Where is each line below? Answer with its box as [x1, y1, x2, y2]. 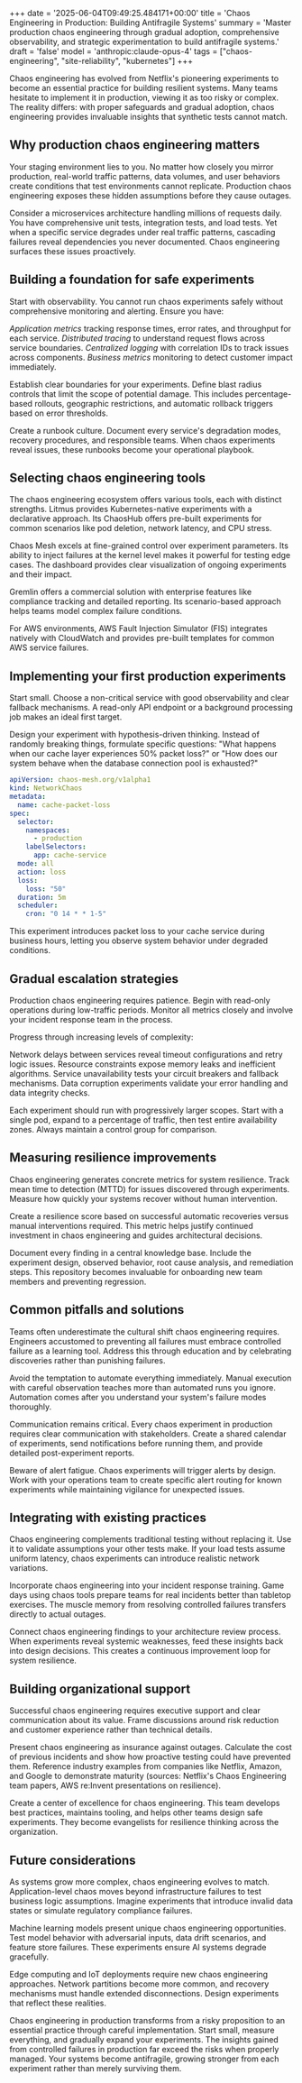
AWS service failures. [9, 642, 89, 653]
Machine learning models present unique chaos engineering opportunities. [9, 1922, 287, 1933]
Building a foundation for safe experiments [9, 272, 255, 288]
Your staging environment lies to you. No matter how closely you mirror [9, 161, 274, 172]
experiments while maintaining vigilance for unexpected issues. [9, 1483, 245, 1495]
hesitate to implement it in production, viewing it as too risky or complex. [9, 92, 279, 103]
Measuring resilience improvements [9, 1150, 217, 1166]
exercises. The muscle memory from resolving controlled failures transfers [9, 1600, 287, 1610]
